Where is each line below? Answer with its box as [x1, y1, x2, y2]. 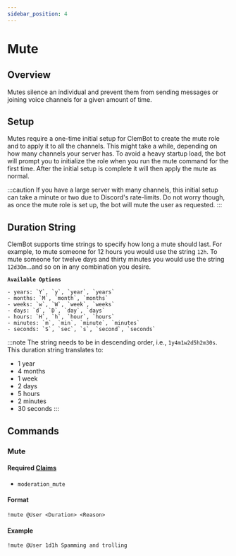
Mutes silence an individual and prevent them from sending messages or [7, 88, 218, 96]
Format [7, 496, 30, 504]
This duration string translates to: [7, 346, 104, 354]
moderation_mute [17, 480, 66, 488]
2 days [17, 382, 37, 390]
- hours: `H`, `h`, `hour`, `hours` [7, 313, 115, 320]
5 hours [17, 390, 40, 398]
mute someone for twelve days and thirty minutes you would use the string [7, 255, 225, 264]
